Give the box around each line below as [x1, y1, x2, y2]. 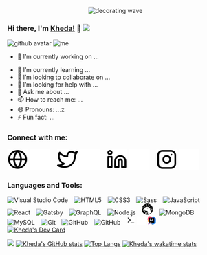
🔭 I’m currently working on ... [17, 52, 99, 61]
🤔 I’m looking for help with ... [17, 80, 98, 89]
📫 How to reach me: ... [17, 96, 83, 104]
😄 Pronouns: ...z [17, 105, 65, 113]
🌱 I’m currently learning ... [17, 66, 91, 74]
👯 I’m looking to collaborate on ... [17, 73, 111, 82]
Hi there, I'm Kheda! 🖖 [7, 23, 81, 33]
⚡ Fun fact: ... [17, 113, 55, 122]
